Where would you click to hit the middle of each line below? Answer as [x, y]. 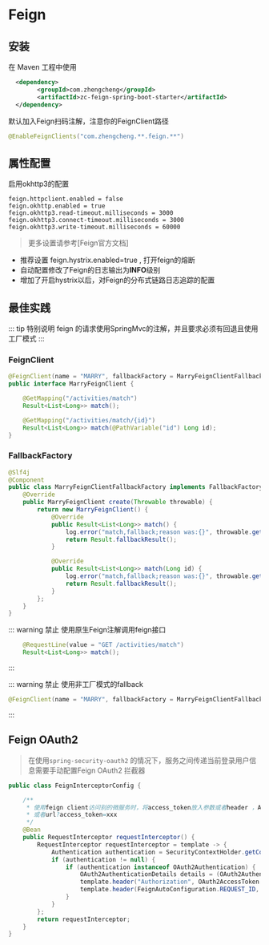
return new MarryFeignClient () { [93, 510]
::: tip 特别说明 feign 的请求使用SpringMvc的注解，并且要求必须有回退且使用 [133, 329]
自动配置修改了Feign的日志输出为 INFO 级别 [90, 270]
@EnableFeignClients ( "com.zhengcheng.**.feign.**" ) [96, 136]
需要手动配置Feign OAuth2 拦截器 [90, 770]
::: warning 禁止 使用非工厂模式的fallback [76, 685]
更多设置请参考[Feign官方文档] [78, 243]
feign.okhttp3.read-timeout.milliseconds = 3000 [91, 213]
